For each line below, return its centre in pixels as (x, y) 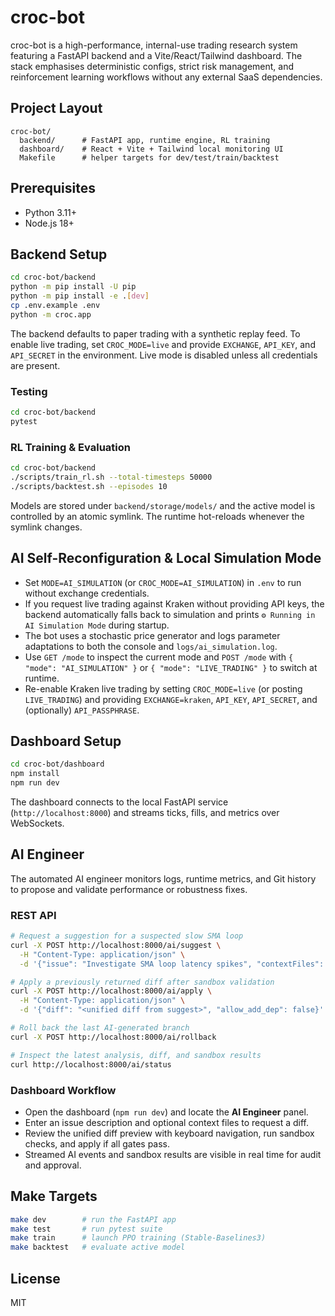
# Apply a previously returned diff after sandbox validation (142, 982)
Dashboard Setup (66, 741)
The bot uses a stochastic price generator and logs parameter (152, 635)
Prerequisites (53, 188)
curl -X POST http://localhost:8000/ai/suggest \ (116, 945)
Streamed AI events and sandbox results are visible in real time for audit (173, 1154)
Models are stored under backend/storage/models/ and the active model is (163, 505)
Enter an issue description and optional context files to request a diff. (166, 1122)
